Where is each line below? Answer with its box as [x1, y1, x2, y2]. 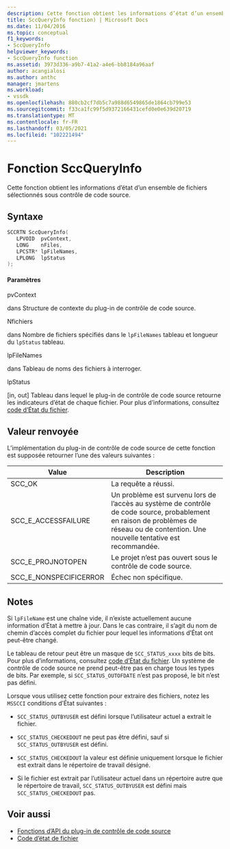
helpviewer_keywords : [7, 49, 69, 56]
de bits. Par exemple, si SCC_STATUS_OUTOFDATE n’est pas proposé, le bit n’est [7, 671, 220, 679]
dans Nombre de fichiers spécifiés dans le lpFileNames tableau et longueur [7, 331, 218, 339]
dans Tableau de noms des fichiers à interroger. [7, 364, 142, 373]
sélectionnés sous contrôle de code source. [7, 191, 131, 199]
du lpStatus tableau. [7, 338, 65, 347]
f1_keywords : [7, 36, 44, 43]
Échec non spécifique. [110, 572, 183, 582]
